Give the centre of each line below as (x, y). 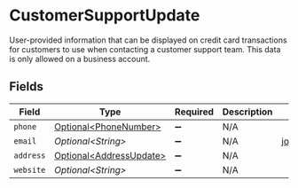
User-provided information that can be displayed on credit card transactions (148, 40)
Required (194, 112)
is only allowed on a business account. (80, 59)
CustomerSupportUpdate (105, 16)
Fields (27, 86)
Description (247, 112)
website (30, 170)
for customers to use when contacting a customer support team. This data (145, 49)
